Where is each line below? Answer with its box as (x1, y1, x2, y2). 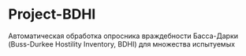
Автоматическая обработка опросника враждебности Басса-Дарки (8, 31, 239, 40)
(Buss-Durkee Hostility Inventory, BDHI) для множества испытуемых (8, 39, 235, 48)
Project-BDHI (8, 5, 96, 23)
